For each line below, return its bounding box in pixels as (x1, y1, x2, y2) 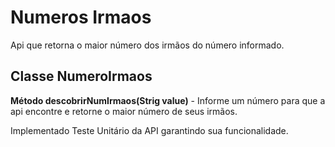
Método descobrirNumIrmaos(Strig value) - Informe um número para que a (10, 94, 326, 106)
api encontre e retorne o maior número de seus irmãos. (10, 105, 238, 117)
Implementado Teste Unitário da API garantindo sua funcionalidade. (10, 124, 289, 136)
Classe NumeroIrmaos (10, 68, 153, 85)
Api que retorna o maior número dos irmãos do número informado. (10, 39, 285, 51)
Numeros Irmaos (10, 6, 152, 29)
